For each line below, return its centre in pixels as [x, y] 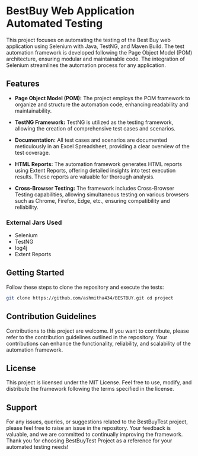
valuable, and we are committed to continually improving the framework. [95, 435]
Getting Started [35, 273]
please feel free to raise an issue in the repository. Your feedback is [88, 428]
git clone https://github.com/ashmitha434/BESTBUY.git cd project [90, 298]
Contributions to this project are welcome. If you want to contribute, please [98, 331]
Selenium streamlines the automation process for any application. [86, 65]
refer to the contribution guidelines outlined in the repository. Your [87, 337]
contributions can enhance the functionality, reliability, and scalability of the [98, 343]
